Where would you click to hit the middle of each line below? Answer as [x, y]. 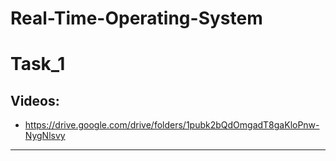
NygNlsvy [45, 136]
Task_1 [38, 64]
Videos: [35, 100]
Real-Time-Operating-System [136, 18]
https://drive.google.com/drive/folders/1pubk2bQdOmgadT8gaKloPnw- [172, 125]
